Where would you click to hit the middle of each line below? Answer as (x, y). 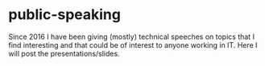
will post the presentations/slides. (64, 53)
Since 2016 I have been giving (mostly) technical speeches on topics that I (132, 37)
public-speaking (64, 15)
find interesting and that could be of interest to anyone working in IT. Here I (133, 45)
